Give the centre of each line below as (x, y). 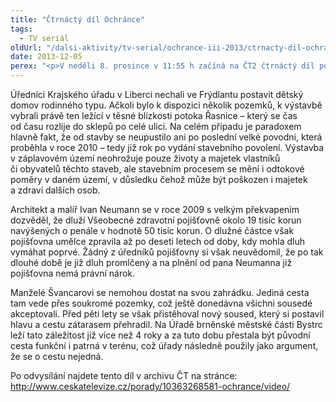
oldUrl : (26, 47)
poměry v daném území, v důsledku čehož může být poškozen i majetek (159, 179)
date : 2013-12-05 (46, 57)
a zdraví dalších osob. (55, 190)
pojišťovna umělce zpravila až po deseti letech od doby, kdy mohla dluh (158, 241)
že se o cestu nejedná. (57, 356)
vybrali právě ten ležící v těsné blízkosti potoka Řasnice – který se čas (154, 115)
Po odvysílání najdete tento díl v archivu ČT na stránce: (124, 375)
